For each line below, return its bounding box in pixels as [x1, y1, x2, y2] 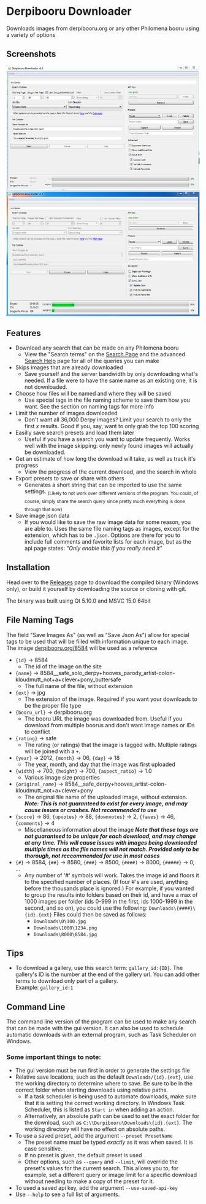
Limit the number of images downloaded [15, 410, 118, 417]
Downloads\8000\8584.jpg [33, 931, 97, 937]
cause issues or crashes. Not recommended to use [24, 806, 158, 813]
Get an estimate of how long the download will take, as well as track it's [15, 455, 196, 463]
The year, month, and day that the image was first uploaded [24, 760, 176, 768]
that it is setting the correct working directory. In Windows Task [24, 1100, 185, 1107]
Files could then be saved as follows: [53, 910, 147, 918]
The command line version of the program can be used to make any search [6, 1018, 197, 1025]
